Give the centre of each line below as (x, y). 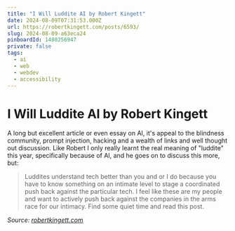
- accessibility (37, 79)
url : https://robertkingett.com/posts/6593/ (73, 27)
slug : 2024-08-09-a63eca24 (47, 33)
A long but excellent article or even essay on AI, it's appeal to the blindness (116, 133)
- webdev (26, 72)
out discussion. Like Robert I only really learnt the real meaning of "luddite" (116, 148)
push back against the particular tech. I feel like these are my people (123, 192)
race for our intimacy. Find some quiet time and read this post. (114, 206)
